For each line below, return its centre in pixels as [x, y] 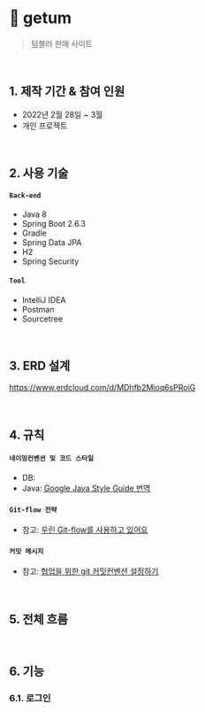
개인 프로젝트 [45, 125]
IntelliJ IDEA [44, 299]
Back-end [25, 195]
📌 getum [41, 18]
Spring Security [50, 261]
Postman [38, 309]
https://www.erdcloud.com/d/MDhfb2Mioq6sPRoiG [102, 388]
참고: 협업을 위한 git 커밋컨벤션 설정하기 [90, 571]
